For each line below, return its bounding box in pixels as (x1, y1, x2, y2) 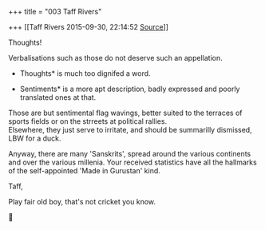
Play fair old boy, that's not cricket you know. (8, 197, 156, 206)
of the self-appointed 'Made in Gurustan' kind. (8, 166, 161, 175)
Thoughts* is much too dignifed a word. (19, 69, 151, 78)
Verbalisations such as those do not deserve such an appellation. (8, 54, 223, 62)
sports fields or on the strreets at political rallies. (8, 117, 168, 126)
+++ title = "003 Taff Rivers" (8, 7, 102, 16)
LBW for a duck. (8, 133, 61, 143)
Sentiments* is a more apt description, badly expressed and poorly (19, 84, 240, 93)
